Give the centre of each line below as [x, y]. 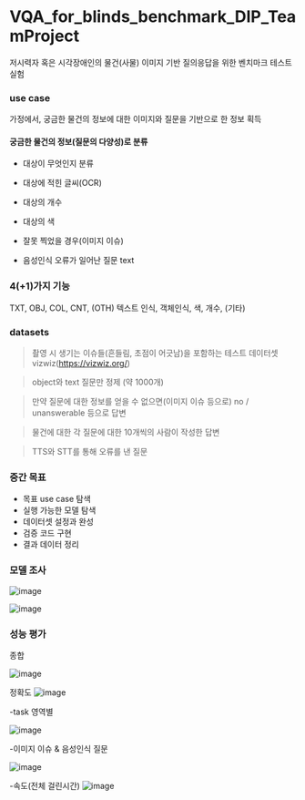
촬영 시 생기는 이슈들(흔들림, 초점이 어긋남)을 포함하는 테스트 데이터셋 [155, 354]
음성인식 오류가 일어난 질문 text [78, 261]
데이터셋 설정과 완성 [58, 522]
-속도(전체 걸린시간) [45, 785]
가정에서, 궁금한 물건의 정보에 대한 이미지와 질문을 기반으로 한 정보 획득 [136, 119]
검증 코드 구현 [47, 533]
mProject [45, 36]
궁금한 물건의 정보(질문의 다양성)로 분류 [79, 141]
